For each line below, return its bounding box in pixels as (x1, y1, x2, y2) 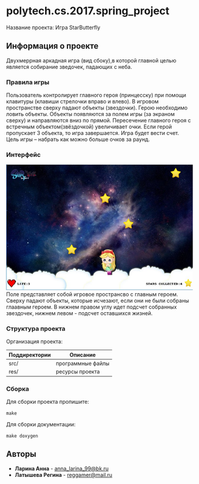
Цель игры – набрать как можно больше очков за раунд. (6, 136, 150, 143)
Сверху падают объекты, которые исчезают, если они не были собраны (6, 297, 190, 304)
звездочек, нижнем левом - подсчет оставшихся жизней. (6, 309, 153, 316)
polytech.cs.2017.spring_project (6, 4, 170, 18)
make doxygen (6, 433, 38, 439)
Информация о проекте (6, 41, 99, 51)
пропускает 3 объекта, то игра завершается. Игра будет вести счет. (6, 130, 179, 137)
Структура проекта (6, 324, 66, 332)
